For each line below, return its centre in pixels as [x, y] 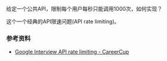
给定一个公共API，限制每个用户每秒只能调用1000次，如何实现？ [84, 9]
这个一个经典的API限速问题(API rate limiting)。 [63, 22]
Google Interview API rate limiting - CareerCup [72, 52]
